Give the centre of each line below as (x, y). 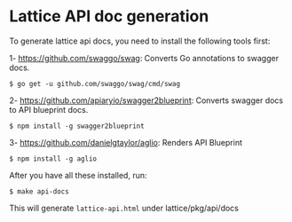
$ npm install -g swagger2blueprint (77, 126)
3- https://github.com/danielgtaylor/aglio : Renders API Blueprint (126, 142)
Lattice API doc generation (109, 16)
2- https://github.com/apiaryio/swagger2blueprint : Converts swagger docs (146, 100)
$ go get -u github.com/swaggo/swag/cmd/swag (95, 83)
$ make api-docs (39, 191)
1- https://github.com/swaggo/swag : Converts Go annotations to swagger (144, 58)
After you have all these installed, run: (79, 175)
